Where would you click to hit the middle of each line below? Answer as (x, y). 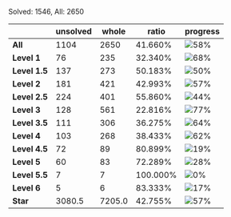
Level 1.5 (30, 71)
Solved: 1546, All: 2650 (46, 12)
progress (203, 31)
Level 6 (27, 188)
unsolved (74, 31)
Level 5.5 (30, 175)
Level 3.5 (30, 123)
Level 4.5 (30, 149)
